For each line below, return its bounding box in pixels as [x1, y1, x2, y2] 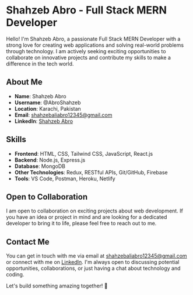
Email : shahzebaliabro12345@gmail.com [14, 111, 113, 118]
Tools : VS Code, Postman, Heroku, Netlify [14, 175, 115, 182]
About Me [6, 77, 43, 87]
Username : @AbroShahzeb [14, 99, 81, 106]
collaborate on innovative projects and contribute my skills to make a [6, 54, 171, 61]
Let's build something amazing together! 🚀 [6, 282, 108, 290]
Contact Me [6, 236, 50, 246]
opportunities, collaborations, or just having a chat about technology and [6, 265, 181, 272]
